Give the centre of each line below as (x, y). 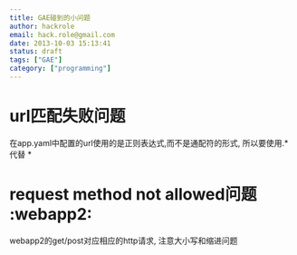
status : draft (36, 52)
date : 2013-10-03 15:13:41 (60, 43)
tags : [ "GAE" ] (36, 60)
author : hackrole (42, 26)
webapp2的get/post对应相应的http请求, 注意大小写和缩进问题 (124, 240)
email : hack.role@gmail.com (62, 34)
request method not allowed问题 (133, 194)
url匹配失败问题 (67, 117)
